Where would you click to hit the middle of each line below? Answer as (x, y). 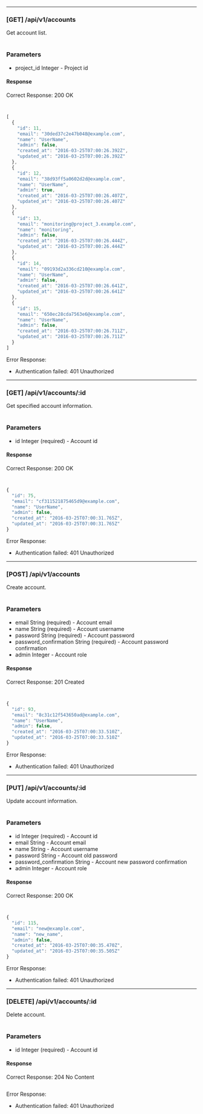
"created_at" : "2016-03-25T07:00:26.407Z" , (73, 196)
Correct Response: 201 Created (45, 682)
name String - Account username (56, 849)
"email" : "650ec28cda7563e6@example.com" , (71, 314)
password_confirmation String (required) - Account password (92, 642)
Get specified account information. (50, 406)
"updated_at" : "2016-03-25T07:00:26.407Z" (71, 202)
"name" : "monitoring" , (46, 230)
